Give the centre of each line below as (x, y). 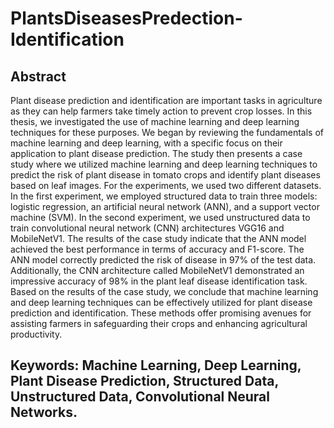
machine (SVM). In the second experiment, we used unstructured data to (160, 217)
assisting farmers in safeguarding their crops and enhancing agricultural (159, 323)
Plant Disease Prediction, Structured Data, (144, 381)
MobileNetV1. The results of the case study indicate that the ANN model (158, 238)
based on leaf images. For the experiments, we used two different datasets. (166, 185)
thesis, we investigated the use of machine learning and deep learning (155, 121)
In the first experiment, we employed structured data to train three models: (164, 196)
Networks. (44, 412)
